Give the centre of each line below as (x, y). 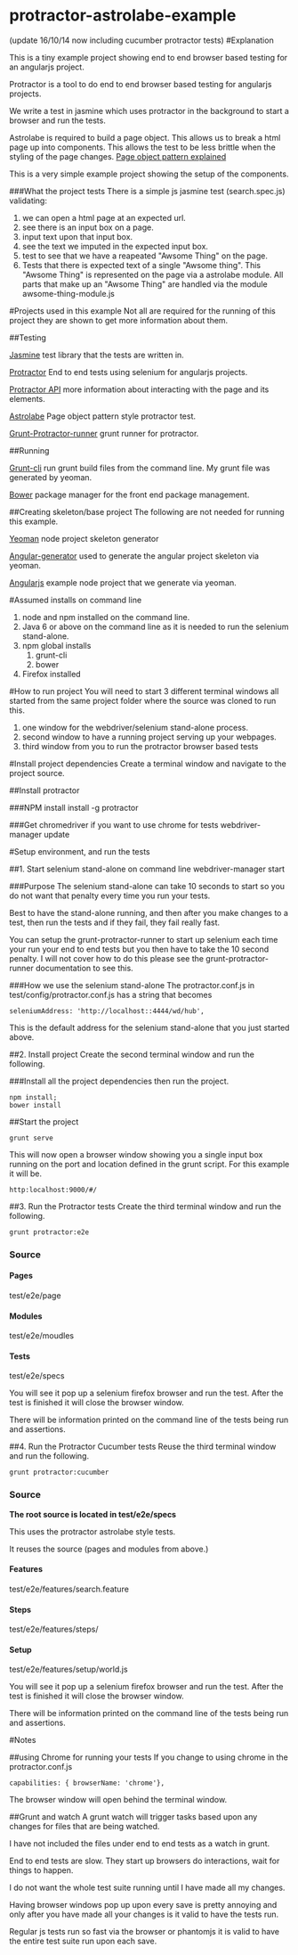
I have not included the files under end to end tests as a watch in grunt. (139, 1844)
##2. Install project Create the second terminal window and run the (132, 1054)
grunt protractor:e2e (49, 1232)
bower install (36, 1105)
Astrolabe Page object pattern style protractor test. (103, 416)
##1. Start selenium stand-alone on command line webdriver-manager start (147, 869)
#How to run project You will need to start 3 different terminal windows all (144, 691)
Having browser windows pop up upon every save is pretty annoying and (143, 1905)
